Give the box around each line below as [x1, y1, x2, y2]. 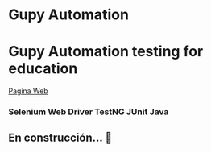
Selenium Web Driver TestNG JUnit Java [8, 106, 169, 117]
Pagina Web [8, 86, 48, 96]
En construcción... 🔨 [8, 131, 113, 145]
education [8, 60, 78, 78]
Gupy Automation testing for [8, 43, 204, 61]
